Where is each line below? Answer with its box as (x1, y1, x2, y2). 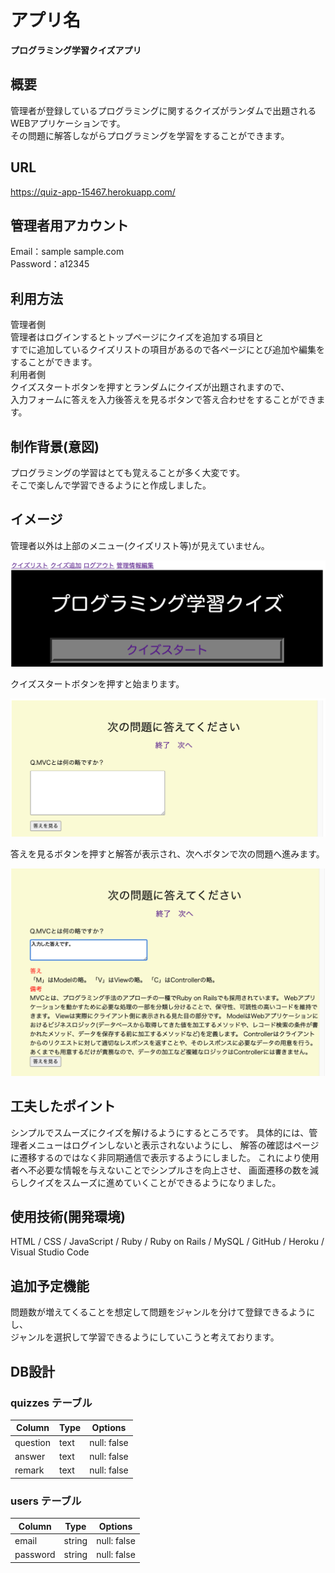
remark (14, 1464, 45, 1476)
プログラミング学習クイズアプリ (10, 44, 142, 56)
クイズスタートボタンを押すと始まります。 (10, 678, 185, 690)
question (14, 1436, 52, 1448)
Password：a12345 (10, 258, 90, 270)
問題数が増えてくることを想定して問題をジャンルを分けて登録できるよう (10, 1306, 307, 1318)
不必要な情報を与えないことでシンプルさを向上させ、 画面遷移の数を (27, 1164, 311, 1176)
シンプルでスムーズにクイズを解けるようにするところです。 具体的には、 (10, 1126, 310, 1138)
